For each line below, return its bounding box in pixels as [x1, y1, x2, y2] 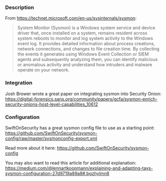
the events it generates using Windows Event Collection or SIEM [17, 51, 149, 57]
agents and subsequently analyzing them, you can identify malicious [17, 57, 158, 62]
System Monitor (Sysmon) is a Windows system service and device [17, 25, 156, 31]
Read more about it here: [5, 145, 56, 151]
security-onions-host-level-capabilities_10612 [5, 101, 98, 107]
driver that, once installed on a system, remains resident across [17, 30, 148, 36]
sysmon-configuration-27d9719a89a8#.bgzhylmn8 [5, 170, 109, 176]
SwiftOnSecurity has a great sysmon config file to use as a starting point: [5, 124, 155, 130]
